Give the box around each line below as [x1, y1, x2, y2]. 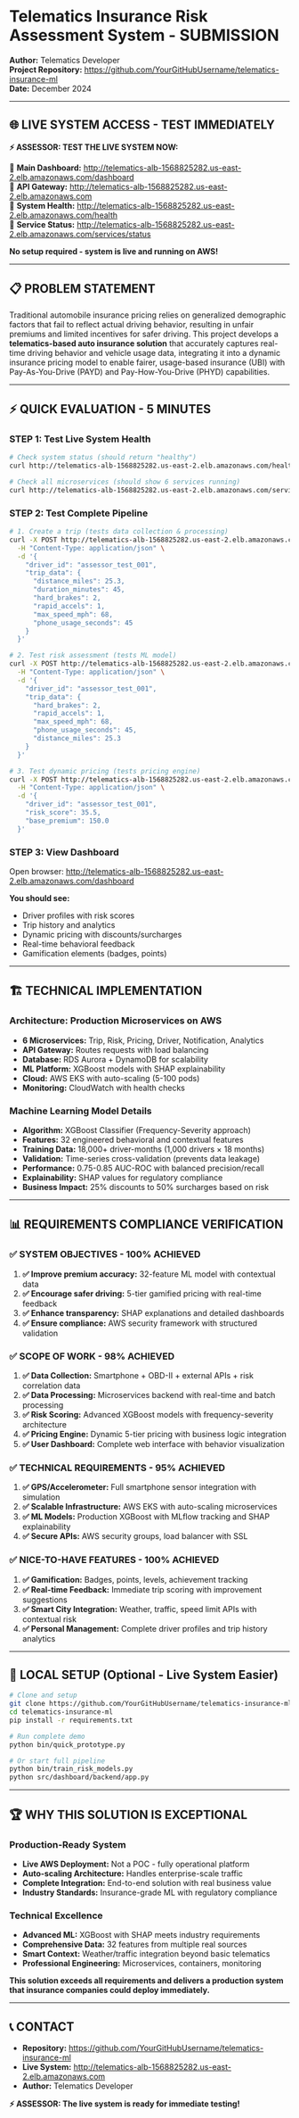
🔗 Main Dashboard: [9, 162, 82, 173]
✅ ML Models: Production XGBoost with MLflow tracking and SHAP [21, 1511, 270, 1522]
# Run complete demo [9, 1732, 86, 1741]
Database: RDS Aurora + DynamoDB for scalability [21, 1054, 209, 1064]
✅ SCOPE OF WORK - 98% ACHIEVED [9, 1350, 175, 1362]
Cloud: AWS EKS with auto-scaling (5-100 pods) [21, 1072, 200, 1083]
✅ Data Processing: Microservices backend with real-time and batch [21, 1389, 276, 1400]
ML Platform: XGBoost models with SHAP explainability [21, 1063, 226, 1074]
